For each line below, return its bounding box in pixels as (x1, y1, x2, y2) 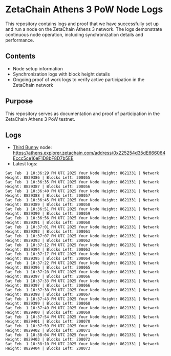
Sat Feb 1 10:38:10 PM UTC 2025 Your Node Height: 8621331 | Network (5, 342, 159, 347)
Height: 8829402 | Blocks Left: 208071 (5, 328, 91, 333)
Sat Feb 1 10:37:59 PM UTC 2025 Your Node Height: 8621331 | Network (5, 324, 159, 329)
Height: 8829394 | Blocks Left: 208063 (5, 247, 91, 252)
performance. (5, 37, 34, 43)
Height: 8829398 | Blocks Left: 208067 (5, 292, 91, 297)
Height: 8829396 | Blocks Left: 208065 (5, 265, 91, 270)
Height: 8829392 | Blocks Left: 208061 (5, 229, 91, 234)
